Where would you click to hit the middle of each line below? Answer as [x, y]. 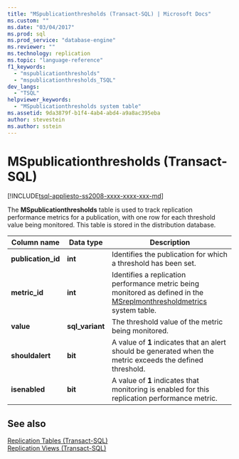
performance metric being [155, 283]
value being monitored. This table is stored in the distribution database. [112, 225]
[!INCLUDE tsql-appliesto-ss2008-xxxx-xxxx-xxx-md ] [85, 196]
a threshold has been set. [154, 264]
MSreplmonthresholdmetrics [159, 301]
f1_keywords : [27, 67]
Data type [86, 242]
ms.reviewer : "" [31, 47]
